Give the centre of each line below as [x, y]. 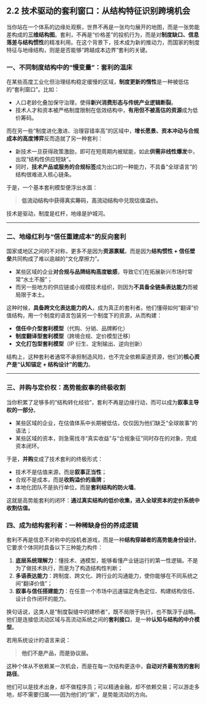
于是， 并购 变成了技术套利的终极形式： [55, 459]
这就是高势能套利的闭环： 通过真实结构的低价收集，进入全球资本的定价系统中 [103, 500]
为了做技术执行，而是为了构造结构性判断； [69, 568]
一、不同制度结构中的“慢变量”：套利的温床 [70, 67]
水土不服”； [38, 279]
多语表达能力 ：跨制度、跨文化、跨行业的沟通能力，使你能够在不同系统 [104, 576]
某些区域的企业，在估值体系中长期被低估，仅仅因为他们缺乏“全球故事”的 [106, 423]
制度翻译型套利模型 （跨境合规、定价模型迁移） [74, 336]
